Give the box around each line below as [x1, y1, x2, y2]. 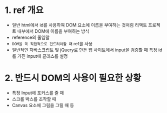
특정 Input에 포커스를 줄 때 [11, 90, 64, 96]
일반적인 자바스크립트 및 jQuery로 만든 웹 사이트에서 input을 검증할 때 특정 [11, 47, 157, 53]
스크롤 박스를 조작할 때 [11, 96, 56, 102]
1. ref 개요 [4, 4, 43, 16]
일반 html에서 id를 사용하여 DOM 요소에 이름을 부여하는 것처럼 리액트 [11, 22, 147, 28]
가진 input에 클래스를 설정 [17, 53, 68, 59]
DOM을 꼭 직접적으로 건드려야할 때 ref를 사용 [11, 40, 93, 46]
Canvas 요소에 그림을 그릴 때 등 [11, 102, 74, 108]
